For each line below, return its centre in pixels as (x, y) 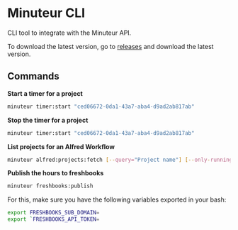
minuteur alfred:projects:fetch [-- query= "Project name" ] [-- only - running (120, 160)
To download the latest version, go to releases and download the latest (110, 46)
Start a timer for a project (45, 93)
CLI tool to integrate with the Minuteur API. (69, 33)
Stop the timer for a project (48, 120)
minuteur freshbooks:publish (50, 186)
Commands (34, 76)
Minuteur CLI (46, 13)
